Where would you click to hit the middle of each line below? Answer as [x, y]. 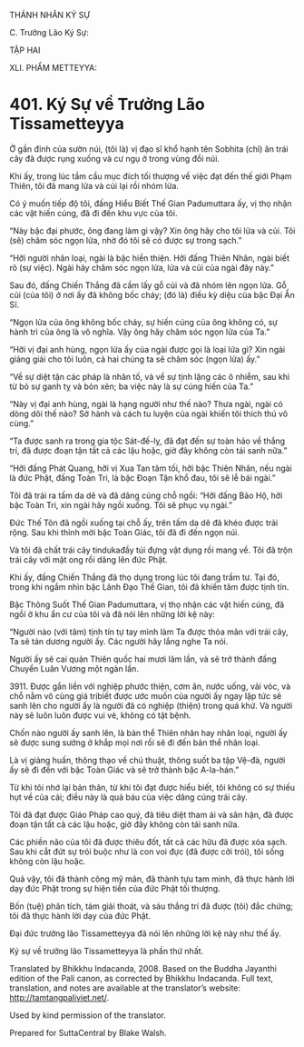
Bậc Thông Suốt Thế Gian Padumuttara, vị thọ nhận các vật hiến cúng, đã [147, 604]
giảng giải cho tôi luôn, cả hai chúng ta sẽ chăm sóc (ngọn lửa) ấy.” [135, 359]
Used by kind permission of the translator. [88, 1015]
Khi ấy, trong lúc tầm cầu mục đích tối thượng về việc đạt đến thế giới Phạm [151, 176]
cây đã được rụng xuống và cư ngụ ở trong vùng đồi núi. [115, 158]
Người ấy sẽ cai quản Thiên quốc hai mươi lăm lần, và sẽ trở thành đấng [143, 659]
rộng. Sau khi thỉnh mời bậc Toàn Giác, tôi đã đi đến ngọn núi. [125, 532]
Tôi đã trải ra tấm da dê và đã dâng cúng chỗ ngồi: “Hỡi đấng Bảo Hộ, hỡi [146, 495]
